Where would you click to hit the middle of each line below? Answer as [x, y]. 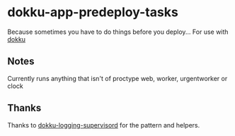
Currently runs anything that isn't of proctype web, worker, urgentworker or [117, 78]
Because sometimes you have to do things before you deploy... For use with [118, 32]
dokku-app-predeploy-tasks [93, 12]
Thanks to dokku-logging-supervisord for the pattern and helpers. [104, 125]
